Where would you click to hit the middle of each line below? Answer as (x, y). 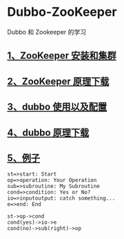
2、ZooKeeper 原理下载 (58, 81)
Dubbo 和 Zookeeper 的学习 (47, 32)
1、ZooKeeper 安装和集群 (62, 56)
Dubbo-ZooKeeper (62, 12)
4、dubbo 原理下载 (48, 133)
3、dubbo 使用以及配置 (57, 107)
